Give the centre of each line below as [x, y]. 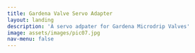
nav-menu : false [30, 39]
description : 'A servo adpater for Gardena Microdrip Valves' [99, 26]
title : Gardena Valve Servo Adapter [60, 13]
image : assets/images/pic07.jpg [54, 33]
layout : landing [30, 20]
